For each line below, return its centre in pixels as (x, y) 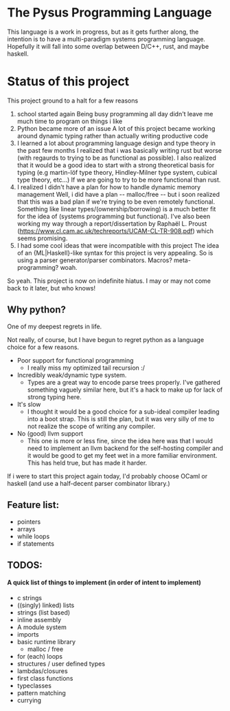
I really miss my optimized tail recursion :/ (86, 368)
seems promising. (42, 238)
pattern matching (42, 693)
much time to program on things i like (70, 121)
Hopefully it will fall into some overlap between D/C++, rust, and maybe (108, 46)
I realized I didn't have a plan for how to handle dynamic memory (109, 187)
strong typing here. (54, 396)
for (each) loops (40, 657)
